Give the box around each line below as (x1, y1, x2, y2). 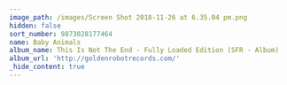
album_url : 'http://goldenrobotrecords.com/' (9, 54, 180, 63)
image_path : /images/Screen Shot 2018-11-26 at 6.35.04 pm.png (9, 12, 248, 22)
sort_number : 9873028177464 (9, 29, 113, 38)
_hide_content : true (9, 63, 86, 72)
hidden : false (9, 21, 62, 30)
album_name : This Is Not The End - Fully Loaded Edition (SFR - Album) (9, 46, 279, 55)
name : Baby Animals (9, 37, 81, 47)
